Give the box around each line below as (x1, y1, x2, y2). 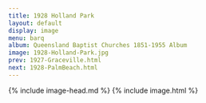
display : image (8, 26, 59, 34)
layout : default (8, 19, 62, 27)
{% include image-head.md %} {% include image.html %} (8, 85, 198, 95)
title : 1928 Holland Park (8, 11, 94, 20)
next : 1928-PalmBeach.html (8, 64, 98, 72)
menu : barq (8, 34, 45, 42)
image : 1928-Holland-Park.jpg (8, 49, 109, 57)
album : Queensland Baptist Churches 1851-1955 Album (8, 42, 188, 50)
